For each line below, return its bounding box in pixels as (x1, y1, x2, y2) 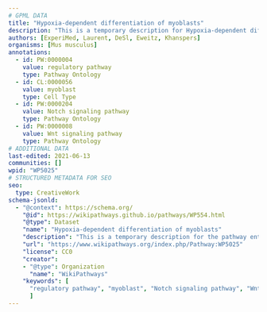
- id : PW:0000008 (15, 122, 73, 130)
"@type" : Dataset (22, 218, 80, 226)
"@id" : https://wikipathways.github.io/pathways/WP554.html (22, 211, 226, 219)
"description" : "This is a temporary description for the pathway (22, 233, 247, 241)
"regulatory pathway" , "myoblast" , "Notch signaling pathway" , (29, 285, 244, 293)
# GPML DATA (8, 11, 48, 20)
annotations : (8, 48, 52, 56)
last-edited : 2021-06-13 (8, 152, 91, 160)
